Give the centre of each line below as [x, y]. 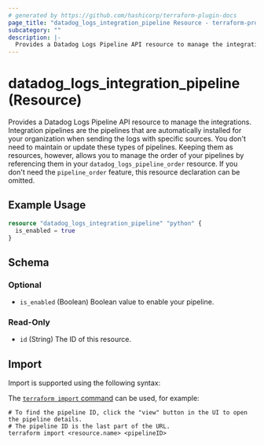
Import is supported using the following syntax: [84, 383]
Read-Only [29, 322]
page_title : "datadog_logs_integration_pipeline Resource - [109, 23]
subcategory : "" [35, 30]
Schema [29, 262]
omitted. [22, 181]
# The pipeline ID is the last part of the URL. [89, 427]
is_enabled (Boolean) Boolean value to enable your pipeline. [117, 302]
